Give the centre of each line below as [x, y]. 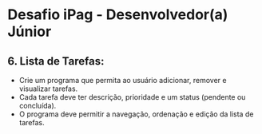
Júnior [30, 32]
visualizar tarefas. [48, 89]
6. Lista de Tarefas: [56, 61]
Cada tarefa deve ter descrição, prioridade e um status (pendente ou [132, 97]
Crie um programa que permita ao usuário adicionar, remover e [123, 80]
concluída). [38, 106]
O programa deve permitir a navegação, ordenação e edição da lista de [136, 114]
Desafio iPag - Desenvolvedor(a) [118, 15]
